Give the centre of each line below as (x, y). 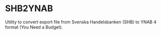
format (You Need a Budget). (34, 27)
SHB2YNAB (29, 9)
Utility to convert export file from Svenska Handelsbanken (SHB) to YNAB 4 (81, 22)
